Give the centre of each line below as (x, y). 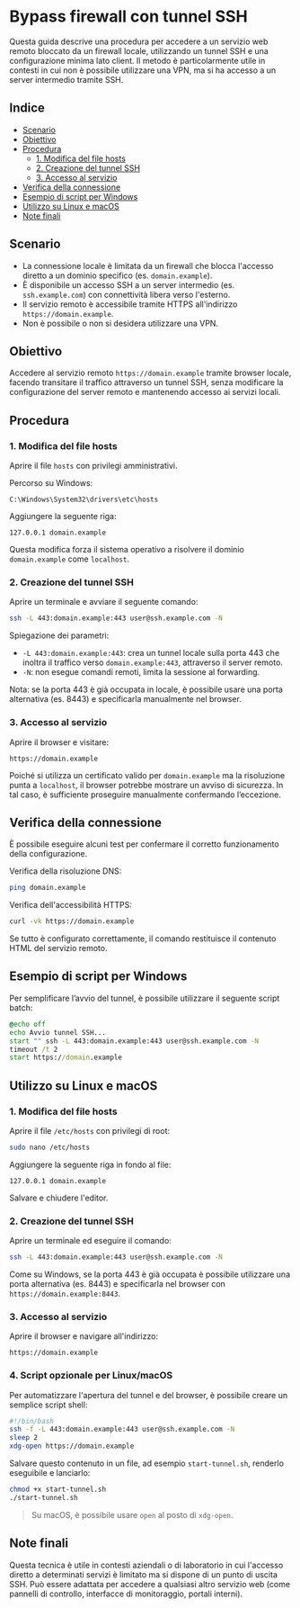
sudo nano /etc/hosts (50, 1147)
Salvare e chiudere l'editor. (59, 1198)
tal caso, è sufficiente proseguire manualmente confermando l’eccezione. (145, 795)
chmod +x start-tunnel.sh (57, 1490)
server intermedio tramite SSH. (66, 79)
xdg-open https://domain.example (72, 1446)
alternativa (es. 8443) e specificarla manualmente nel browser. (126, 699)
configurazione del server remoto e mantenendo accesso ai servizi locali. (145, 392)
